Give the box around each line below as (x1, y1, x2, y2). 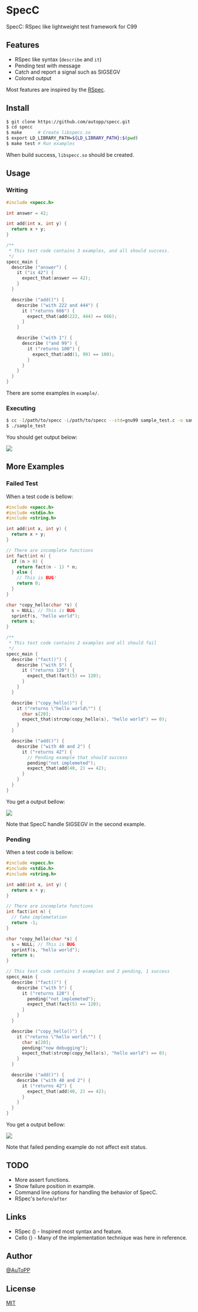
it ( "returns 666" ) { (21, 308, 75, 314)
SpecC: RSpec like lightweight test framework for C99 (6, 23, 137, 30)
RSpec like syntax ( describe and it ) (14, 55, 102, 63)
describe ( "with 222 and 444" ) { (16, 302, 99, 308)
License (6, 1284, 36, 1294)
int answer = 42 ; (6, 210, 49, 216)
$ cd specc (6, 124, 33, 130)
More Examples (6, 462, 65, 472)
